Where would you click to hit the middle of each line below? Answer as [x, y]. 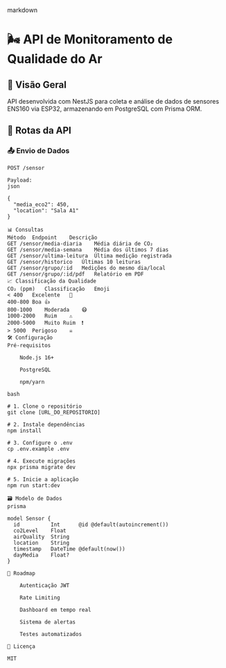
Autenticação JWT [45, 585]
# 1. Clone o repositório [44, 406]
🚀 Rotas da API [39, 130]
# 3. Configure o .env [40, 443]
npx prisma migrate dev [42, 467]
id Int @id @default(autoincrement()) [91, 525]
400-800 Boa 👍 [28, 302]
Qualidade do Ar [55, 59]
